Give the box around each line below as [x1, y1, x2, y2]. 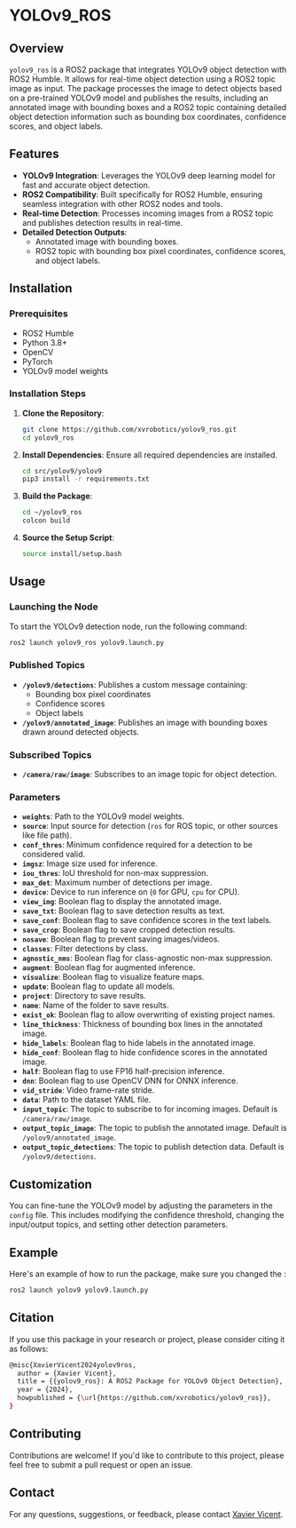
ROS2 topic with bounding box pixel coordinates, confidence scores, [35, 245, 286, 256]
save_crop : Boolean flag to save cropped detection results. [21, 925, 236, 935]
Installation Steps [9, 387, 87, 400]
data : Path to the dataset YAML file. [21, 1094, 152, 1105]
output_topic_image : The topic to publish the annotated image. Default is [21, 1123, 288, 1134]
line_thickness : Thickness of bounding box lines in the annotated [21, 1019, 263, 1030]
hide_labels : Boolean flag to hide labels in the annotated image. [21, 1038, 256, 1048]
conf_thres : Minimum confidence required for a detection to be [21, 840, 253, 850]
